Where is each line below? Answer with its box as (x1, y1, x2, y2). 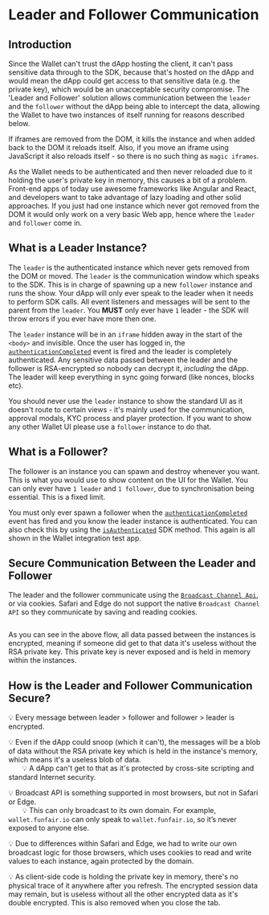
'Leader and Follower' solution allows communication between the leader (8, 93, 251, 102)
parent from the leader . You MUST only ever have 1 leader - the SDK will (8, 305, 249, 315)
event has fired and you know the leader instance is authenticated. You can (8, 516, 258, 525)
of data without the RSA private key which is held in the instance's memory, (8, 746, 259, 756)
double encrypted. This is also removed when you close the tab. (8, 898, 221, 908)
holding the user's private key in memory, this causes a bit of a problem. (8, 175, 247, 185)
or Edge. (8, 797, 37, 807)
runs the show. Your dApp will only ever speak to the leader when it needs (8, 288, 254, 298)
